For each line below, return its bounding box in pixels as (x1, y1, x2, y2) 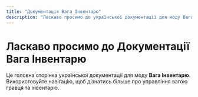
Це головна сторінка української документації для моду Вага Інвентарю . (6, 72, 191, 79)
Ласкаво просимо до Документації (6, 40, 190, 53)
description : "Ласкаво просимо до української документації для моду (6, 14, 181, 20)
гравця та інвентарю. (6, 84, 60, 92)
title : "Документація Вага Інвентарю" (6, 8, 101, 15)
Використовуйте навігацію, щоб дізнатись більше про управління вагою (6, 78, 188, 85)
